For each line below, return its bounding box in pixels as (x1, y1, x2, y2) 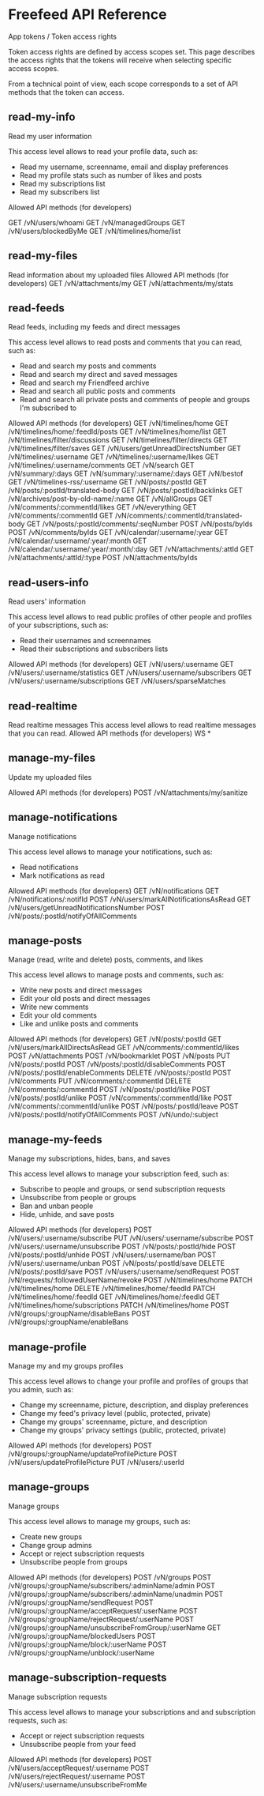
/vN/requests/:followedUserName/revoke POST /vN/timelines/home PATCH (8, 1275, 253, 1285)
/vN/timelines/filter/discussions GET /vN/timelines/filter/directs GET (8, 435, 228, 445)
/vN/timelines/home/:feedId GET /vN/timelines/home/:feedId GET (8, 1292, 221, 1301)
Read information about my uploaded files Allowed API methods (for (8, 270, 229, 280)
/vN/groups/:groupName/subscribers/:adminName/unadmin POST (8, 1589, 224, 1598)
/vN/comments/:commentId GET (8, 511, 113, 521)
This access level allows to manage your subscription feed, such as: (8, 1169, 230, 1179)
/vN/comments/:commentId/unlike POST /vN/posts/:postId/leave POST (8, 1101, 239, 1111)
